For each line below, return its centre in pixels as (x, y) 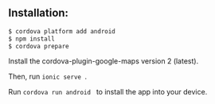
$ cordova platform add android (62, 31)
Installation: (39, 13)
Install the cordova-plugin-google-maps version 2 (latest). (104, 61)
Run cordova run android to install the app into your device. (108, 92)
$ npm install (32, 39)
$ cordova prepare (39, 46)
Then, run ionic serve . (48, 77)
